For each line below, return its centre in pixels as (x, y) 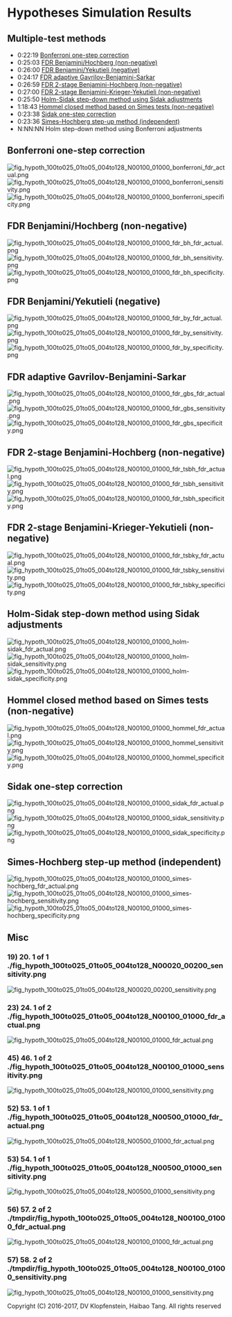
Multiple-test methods (57, 39)
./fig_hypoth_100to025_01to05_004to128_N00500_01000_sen (115, 1168)
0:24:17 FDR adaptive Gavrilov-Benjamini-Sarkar (86, 77)
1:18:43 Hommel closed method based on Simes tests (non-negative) (116, 107)
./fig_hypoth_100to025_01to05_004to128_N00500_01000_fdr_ (115, 1117)
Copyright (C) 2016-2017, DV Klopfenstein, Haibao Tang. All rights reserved (114, 1306)
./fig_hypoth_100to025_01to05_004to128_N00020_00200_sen (115, 966)
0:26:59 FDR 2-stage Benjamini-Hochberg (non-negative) (99, 84)
